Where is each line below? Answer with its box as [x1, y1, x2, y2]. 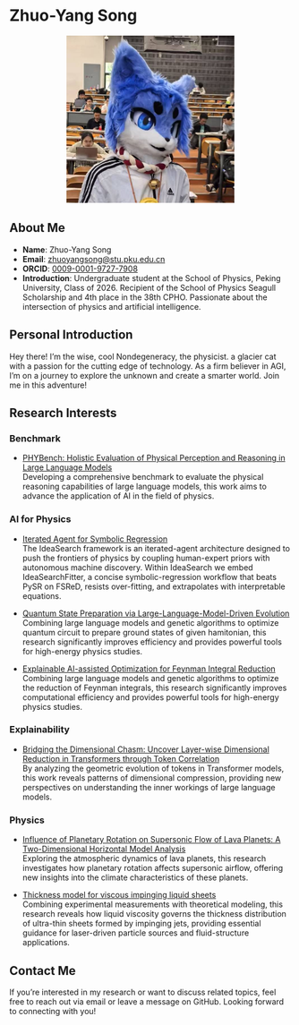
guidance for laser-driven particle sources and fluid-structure [21, 927, 250, 938]
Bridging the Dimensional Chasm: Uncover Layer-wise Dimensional [21, 744, 270, 755]
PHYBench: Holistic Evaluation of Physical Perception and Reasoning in [21, 453, 286, 464]
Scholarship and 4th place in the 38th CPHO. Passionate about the [21, 292, 268, 303]
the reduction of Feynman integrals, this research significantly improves [21, 682, 287, 693]
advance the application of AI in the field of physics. [21, 491, 215, 501]
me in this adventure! [9, 380, 88, 390]
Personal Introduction [9, 328, 133, 343]
